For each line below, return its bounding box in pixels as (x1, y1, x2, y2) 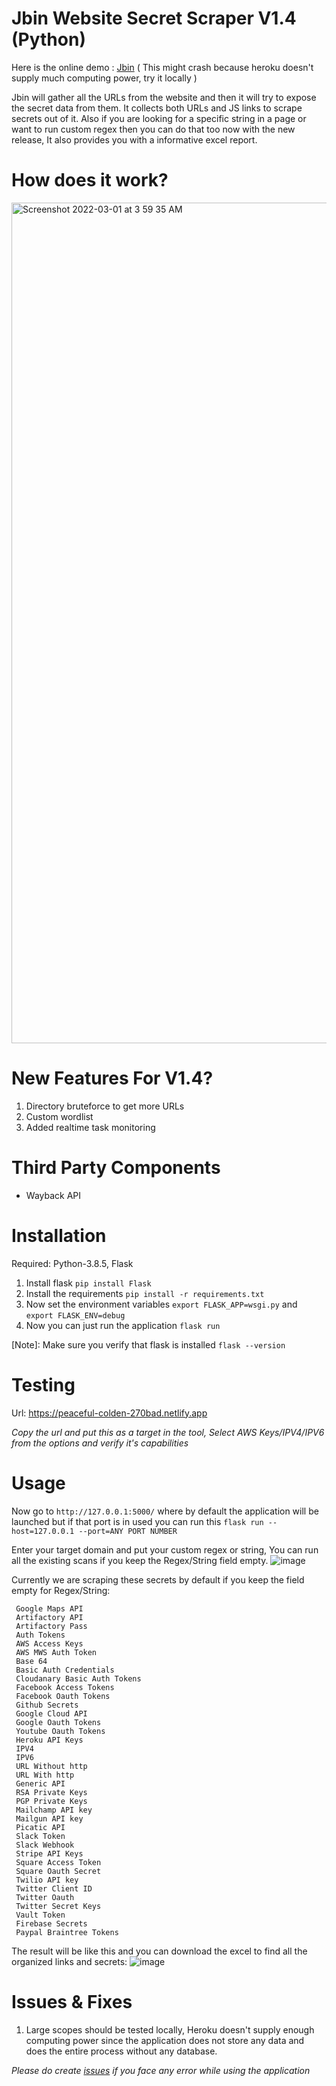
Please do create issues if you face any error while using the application (11, 2064, 311, 2076)
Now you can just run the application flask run (25, 1319, 221, 1331)
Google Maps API (15, 1603, 84, 1614)
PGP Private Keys (15, 1796, 88, 1806)
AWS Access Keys (15, 1638, 84, 1649)
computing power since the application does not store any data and (25, 2034, 305, 2046)
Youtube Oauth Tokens (15, 1726, 106, 1736)
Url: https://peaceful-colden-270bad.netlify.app (11, 1407, 208, 1419)
